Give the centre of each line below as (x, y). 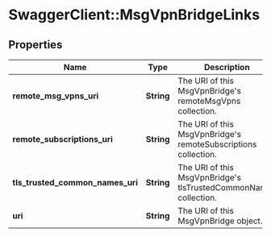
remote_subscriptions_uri (63, 139)
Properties (35, 45)
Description (227, 67)
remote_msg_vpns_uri (56, 96)
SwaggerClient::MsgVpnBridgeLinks (134, 15)
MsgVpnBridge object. (220, 221)
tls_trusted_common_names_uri (75, 183)
